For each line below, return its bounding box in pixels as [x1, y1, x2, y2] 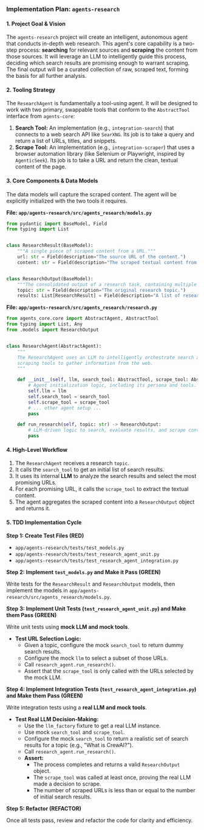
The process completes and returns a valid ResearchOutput [33, 761, 180, 768]
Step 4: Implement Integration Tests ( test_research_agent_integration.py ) [6, 686, 197, 693]
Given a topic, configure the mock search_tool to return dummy [24, 642, 184, 649]
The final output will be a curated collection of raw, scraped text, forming [6, 66, 189, 73]
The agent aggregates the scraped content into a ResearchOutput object [15, 498, 195, 506]
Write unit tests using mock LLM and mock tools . [6, 623, 129, 631]
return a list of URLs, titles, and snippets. [15, 137, 117, 145]
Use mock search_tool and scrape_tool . [24, 728, 125, 736]
